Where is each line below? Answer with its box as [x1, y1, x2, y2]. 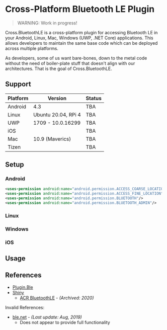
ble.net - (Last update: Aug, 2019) [12, 314, 82, 320]
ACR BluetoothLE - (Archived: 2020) [19, 295, 94, 301]
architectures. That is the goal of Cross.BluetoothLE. [5, 66, 112, 72]
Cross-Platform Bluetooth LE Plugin [5, 3, 155, 15]
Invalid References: [5, 304, 45, 310]
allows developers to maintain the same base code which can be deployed [5, 40, 158, 46]
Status [85, 94, 102, 101]
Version [47, 94, 67, 101]
